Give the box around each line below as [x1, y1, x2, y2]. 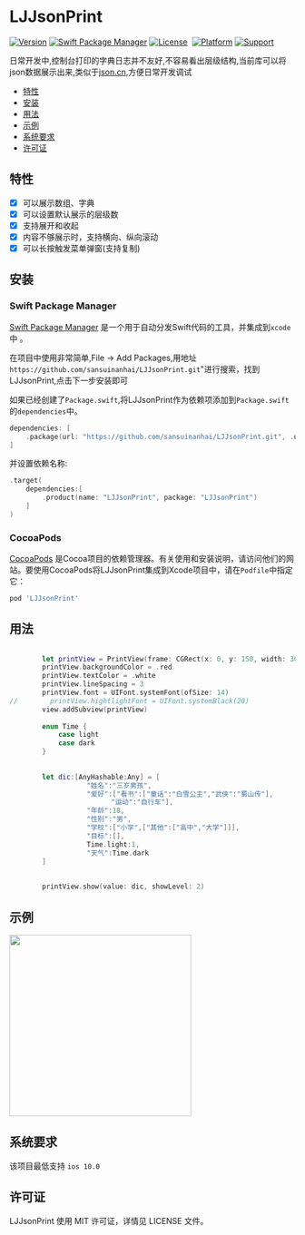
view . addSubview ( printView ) [42, 705, 148, 714]
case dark [57, 739, 95, 748]
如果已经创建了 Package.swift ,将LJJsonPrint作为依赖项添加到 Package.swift [9, 394, 290, 405]
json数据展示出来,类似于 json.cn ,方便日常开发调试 [9, 66, 192, 77]
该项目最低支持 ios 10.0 [9, 1160, 101, 1171]
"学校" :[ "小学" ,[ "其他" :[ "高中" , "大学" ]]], [86, 823, 241, 832]
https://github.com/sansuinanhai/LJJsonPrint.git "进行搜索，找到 [9, 363, 261, 374]
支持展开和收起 [22, 220, 79, 230]
